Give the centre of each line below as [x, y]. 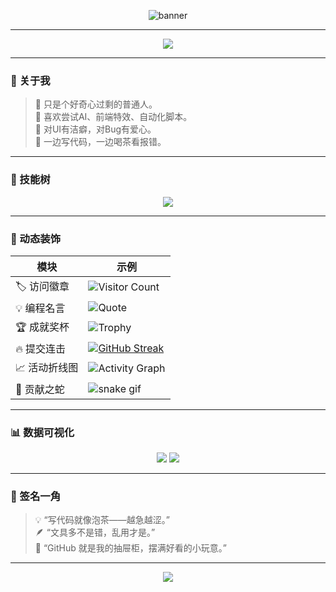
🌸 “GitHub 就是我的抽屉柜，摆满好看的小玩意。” [130, 548]
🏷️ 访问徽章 [42, 286]
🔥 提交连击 [41, 348]
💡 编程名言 [40, 308]
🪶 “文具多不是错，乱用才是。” [95, 532]
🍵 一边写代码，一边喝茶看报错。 [100, 142]
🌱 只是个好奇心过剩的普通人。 [96, 104]
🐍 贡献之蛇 [40, 389]
